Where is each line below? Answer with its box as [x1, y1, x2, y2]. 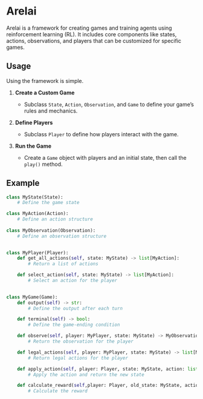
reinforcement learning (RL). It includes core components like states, [6, 30, 177, 38]
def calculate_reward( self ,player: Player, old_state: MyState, [17, 383, 182, 389]
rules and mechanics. [24, 107, 78, 114]
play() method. [24, 160, 63, 168]
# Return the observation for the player [28, 338, 134, 345]
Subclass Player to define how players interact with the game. [24, 130, 179, 137]
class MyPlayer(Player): [6, 249, 69, 256]
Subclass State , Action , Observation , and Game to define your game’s [24, 101, 195, 108]
